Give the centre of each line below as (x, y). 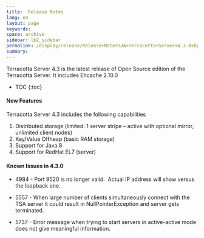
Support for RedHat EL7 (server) (55, 152)
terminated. (29, 211)
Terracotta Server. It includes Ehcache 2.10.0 (62, 75)
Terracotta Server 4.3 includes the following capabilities (76, 114)
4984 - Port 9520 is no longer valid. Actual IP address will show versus (105, 179)
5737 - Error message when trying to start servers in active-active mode (105, 222)
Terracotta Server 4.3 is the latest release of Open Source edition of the (96, 69)
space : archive (25, 35)
